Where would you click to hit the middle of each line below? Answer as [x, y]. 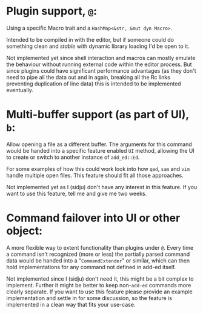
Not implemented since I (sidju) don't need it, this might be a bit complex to [100, 279]
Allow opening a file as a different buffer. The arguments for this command [99, 144]
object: [25, 231]
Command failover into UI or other [93, 218]
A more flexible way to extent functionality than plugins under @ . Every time [100, 247]
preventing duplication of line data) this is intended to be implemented [94, 84]
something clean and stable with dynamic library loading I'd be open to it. [98, 46]
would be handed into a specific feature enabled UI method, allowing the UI [101, 150]
